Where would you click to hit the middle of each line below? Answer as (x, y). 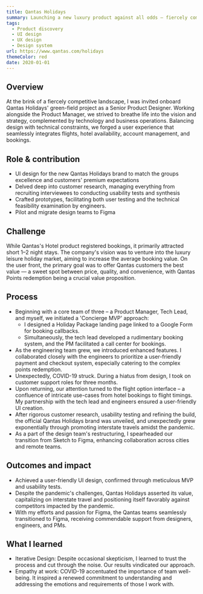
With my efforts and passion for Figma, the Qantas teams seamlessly (101, 512)
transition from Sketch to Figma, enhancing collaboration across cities (102, 440)
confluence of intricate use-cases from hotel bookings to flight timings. (104, 395)
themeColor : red (27, 57)
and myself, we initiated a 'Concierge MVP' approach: (82, 318)
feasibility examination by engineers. (61, 206)
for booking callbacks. (52, 331)
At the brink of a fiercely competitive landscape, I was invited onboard (94, 102)
